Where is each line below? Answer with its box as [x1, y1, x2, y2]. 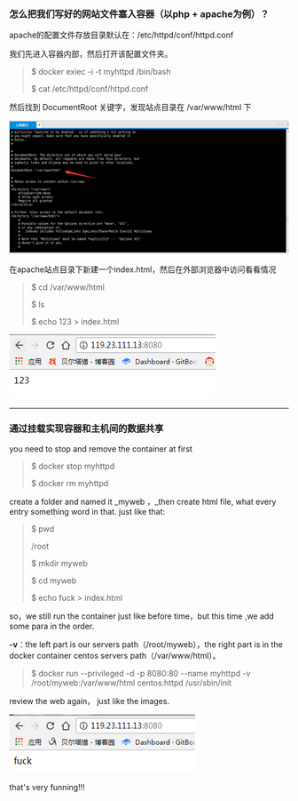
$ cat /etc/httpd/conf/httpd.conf [30, 84, 149, 94]
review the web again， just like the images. [9, 695, 170, 706]
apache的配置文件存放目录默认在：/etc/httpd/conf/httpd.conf [9, 29, 234, 41]
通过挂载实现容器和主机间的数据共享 [9, 422, 164, 435]
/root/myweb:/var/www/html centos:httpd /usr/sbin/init [30, 677, 232, 688]
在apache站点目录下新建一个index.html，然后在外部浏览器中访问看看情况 [9, 264, 277, 275]
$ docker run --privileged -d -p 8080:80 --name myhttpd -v [30, 668, 251, 678]
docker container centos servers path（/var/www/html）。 [9, 650, 221, 661]
